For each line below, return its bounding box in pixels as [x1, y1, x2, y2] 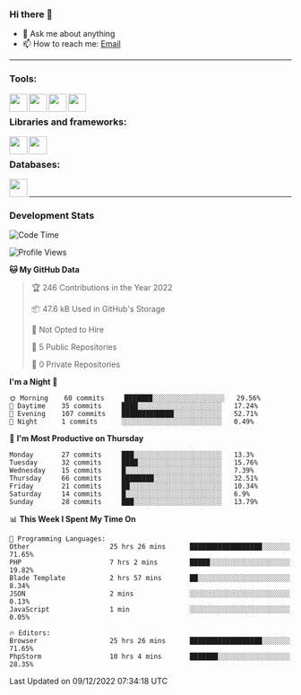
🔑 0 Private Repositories [30, 359, 121, 370]
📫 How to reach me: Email [21, 39, 121, 49]
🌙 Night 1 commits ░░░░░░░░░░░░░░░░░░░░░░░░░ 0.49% [9, 417, 254, 427]
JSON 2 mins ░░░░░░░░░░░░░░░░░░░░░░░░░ [9, 589, 291, 599]
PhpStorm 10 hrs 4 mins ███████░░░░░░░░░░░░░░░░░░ [9, 652, 291, 662]
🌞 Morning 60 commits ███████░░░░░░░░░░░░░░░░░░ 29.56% [9, 394, 262, 403]
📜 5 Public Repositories [30, 342, 117, 352]
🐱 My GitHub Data [9, 265, 81, 275]
